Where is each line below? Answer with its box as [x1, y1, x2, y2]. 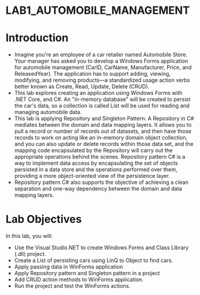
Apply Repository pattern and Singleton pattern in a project [14, 270, 160, 277]
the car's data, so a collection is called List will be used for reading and [14, 102, 190, 109]
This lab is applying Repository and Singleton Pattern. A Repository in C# [14, 115, 195, 122]
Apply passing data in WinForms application [14, 263, 123, 270]
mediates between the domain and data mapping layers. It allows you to [14, 121, 192, 129]
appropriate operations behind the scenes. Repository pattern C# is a [14, 153, 186, 160]
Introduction [5, 31, 69, 45]
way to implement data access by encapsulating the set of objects [14, 160, 178, 167]
